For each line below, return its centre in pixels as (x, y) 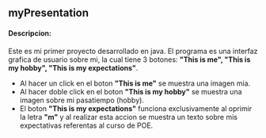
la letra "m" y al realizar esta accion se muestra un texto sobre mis (128, 117)
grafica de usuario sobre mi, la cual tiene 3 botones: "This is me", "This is (129, 59)
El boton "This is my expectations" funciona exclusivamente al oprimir (136, 108)
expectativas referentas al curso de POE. (86, 125)
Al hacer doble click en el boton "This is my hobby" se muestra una (131, 91)
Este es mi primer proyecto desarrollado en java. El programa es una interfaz (133, 51)
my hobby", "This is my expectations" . (73, 67)
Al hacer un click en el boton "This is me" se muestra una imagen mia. (135, 83)
